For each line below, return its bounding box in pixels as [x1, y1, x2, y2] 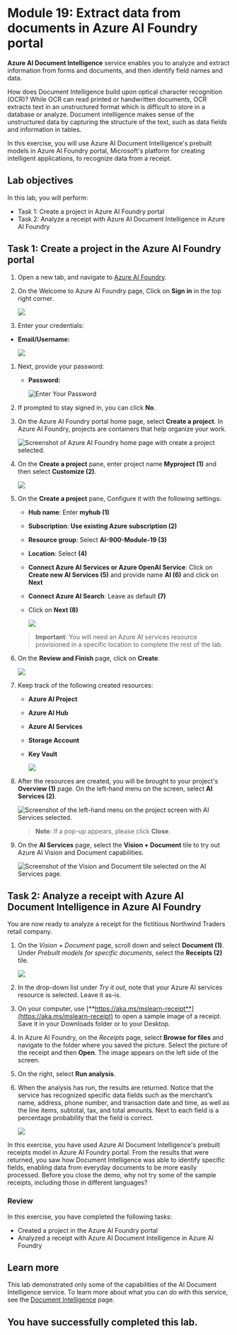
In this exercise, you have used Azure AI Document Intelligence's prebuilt [7, 1141, 221, 1149]
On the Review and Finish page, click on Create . [17, 654, 161, 662]
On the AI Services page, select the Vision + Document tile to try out [17, 840, 221, 849]
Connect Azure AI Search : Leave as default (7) [28, 591, 166, 600]
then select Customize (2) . [17, 467, 97, 476]
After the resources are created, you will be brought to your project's [17, 776, 219, 785]
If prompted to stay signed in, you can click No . [17, 403, 156, 412]
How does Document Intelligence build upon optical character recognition [7, 87, 223, 96]
